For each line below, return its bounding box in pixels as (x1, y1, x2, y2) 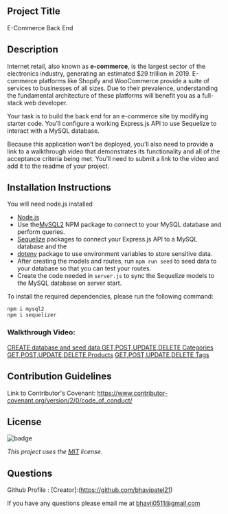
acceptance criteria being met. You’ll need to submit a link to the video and (7, 154, 219, 162)
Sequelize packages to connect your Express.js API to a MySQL (16, 235, 198, 244)
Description (7, 44, 58, 56)
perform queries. (16, 228, 65, 236)
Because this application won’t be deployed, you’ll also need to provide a (7, 140, 214, 148)
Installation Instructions (7, 182, 112, 193)
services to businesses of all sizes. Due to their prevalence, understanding (7, 84, 218, 92)
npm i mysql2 (7, 306, 45, 312)
